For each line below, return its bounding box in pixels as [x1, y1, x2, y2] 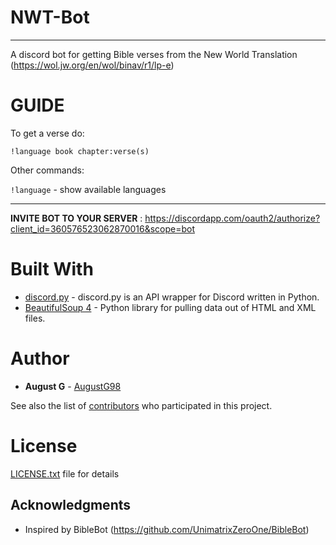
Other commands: [10, 164, 85, 176]
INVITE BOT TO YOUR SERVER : [10, 212, 143, 224]
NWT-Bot [10, 6, 90, 29]
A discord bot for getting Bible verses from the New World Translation [10, 48, 298, 60]
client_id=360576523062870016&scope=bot [10, 222, 196, 235]
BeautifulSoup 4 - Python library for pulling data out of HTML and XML [24, 301, 317, 313]
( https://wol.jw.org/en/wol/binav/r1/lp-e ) [10, 59, 175, 71]
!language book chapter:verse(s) [10, 146, 150, 156]
